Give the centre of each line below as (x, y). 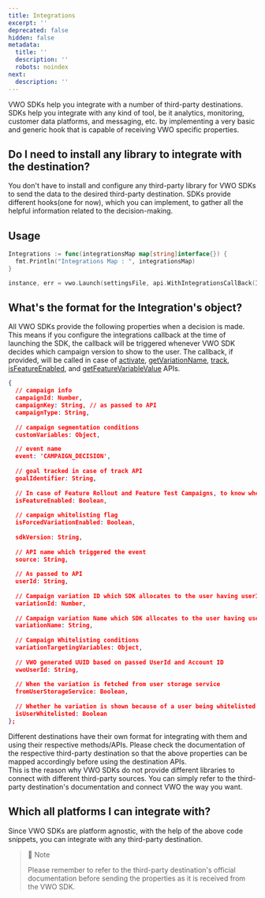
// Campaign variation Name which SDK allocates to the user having (130, 618)
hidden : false (32, 38)
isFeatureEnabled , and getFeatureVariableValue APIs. (94, 369)
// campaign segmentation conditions (77, 427)
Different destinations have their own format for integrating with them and (128, 736)
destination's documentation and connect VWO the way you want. (135, 786)
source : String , (42, 559)
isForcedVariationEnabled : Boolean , (75, 523)
